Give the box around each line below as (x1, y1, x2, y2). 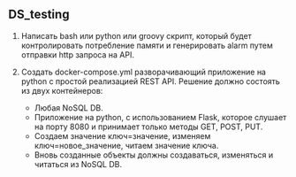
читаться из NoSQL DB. (34, 158, 123, 169)
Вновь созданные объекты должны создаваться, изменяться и (34, 150, 274, 160)
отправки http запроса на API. (20, 49, 134, 60)
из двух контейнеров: (20, 85, 103, 96)
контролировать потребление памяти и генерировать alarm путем (20, 40, 273, 50)
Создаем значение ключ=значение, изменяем (34, 130, 211, 141)
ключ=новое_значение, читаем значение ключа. (34, 140, 219, 150)
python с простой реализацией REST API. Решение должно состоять (20, 75, 280, 87)
